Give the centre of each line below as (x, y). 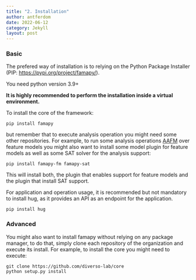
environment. (23, 102)
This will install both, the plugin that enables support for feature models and (97, 175)
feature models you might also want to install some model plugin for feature (97, 147)
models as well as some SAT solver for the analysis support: (78, 153)
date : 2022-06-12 (27, 22)
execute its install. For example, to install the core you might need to (88, 249)
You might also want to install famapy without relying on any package (90, 237)
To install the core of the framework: (50, 113)
